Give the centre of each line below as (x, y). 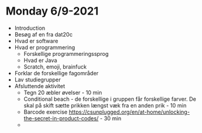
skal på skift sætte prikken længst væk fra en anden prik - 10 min (105, 105)
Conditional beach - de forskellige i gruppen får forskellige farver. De (110, 99)
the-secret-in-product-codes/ (61, 118)
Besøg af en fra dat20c (44, 34)
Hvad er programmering (45, 47)
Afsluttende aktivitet (40, 86)
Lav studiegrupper (38, 80)
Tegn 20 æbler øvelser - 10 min (63, 92)
